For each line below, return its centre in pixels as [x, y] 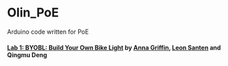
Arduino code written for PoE [48, 32]
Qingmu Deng [27, 55]
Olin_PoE [33, 13]
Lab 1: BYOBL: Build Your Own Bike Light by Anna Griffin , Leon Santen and [114, 47]
